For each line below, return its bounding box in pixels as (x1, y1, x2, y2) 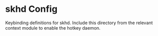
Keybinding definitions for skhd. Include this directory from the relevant (5, 20, 153, 26)
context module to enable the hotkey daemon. (5, 25, 101, 31)
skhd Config (5, 3, 58, 15)
